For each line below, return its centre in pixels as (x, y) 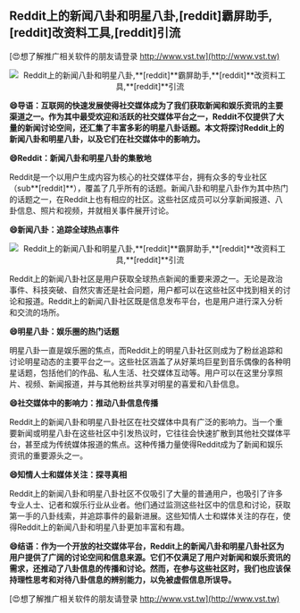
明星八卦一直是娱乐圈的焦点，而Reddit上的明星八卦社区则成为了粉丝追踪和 (146, 350)
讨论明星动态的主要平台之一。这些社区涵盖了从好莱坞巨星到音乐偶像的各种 (146, 362)
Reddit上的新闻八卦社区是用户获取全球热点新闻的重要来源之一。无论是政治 (146, 278)
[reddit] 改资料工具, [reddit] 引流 (95, 33)
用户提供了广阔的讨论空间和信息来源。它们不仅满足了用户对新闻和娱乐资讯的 (150, 557)
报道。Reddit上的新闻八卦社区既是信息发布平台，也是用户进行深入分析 (154, 301)
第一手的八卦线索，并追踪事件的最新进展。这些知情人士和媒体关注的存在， (146, 515)
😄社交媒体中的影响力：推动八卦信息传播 (84, 403)
